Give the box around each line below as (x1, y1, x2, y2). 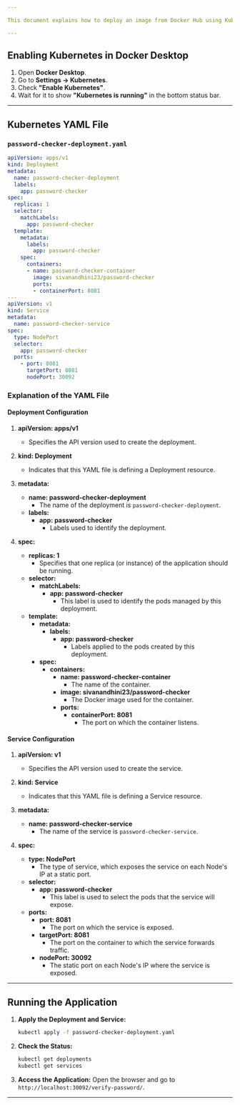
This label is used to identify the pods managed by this (60, 597, 221, 605)
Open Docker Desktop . (17, 69, 87, 77)
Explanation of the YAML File (7, 390, 109, 400)
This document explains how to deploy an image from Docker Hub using (7, 16, 222, 24)
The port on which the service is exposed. (49, 923, 174, 932)
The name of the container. (71, 680, 151, 689)
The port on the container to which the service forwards (49, 939, 215, 947)
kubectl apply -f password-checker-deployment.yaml (17, 1029, 175, 1036)
